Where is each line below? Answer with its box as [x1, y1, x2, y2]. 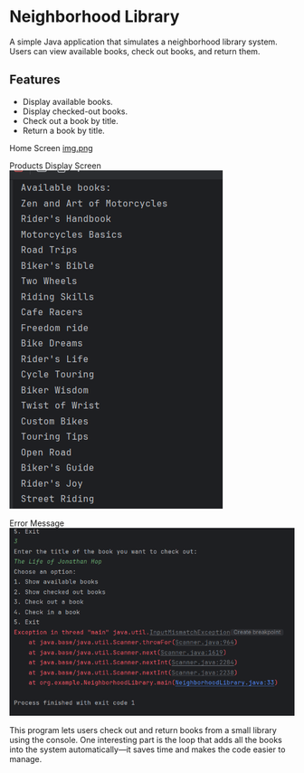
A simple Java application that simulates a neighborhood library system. [9, 36, 278, 47]
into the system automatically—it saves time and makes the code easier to [9, 744, 286, 755]
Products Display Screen [9, 160, 101, 171]
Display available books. [22, 96, 113, 107]
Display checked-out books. [22, 106, 128, 117]
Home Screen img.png [9, 142, 93, 153]
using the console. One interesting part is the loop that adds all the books [9, 734, 282, 745]
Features [9, 72, 61, 88]
